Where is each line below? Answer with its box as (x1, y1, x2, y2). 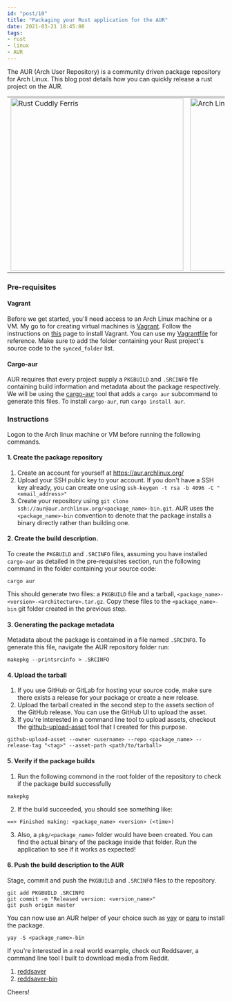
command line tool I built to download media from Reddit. (7, 954, 170, 962)
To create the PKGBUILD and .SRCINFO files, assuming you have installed (7, 549, 208, 558)
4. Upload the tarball (7, 671, 67, 679)
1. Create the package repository (7, 453, 103, 462)
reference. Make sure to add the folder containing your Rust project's (7, 337, 204, 345)
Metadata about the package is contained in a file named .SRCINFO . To (7, 636, 206, 644)
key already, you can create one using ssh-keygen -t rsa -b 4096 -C (17, 483, 214, 491)
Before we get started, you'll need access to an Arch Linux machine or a (7, 315, 213, 323)
